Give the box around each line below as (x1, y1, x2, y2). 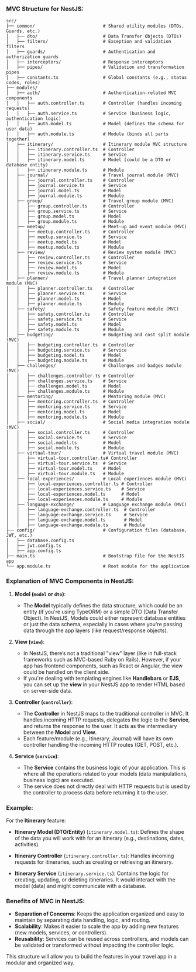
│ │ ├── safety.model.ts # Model (6, 322, 122, 328)
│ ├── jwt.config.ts (6, 543, 61, 549)
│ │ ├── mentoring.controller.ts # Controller (6, 399, 135, 405)
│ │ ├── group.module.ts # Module (6, 219, 125, 225)
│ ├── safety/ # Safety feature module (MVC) (6, 306, 180, 312)
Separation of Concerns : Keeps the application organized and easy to (14, 910, 184, 917)
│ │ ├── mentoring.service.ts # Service (6, 404, 127, 410)
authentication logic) (6, 116, 61, 122)
